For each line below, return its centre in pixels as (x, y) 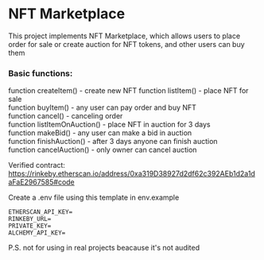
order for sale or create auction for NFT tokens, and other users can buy (126, 44)
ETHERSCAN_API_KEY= (41, 212)
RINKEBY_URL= (30, 219)
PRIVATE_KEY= (30, 226)
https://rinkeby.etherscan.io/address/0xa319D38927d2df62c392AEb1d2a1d (132, 174)
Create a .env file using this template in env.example (94, 198)
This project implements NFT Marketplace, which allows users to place (124, 36)
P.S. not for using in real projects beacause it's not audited (104, 248)
